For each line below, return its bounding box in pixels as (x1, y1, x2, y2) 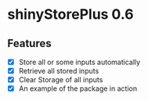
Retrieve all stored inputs (18, 67, 99, 76)
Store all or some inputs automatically (18, 57, 141, 67)
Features (7, 37, 52, 50)
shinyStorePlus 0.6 (7, 5, 134, 23)
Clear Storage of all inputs (18, 75, 103, 85)
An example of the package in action (18, 84, 138, 93)
